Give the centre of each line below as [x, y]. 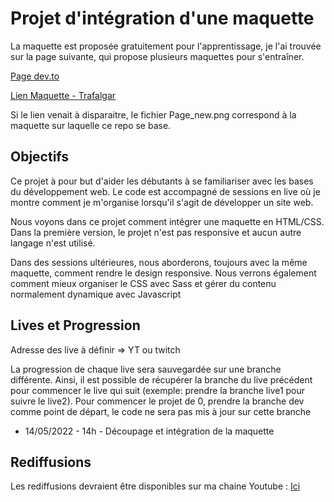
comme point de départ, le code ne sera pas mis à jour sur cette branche [161, 411]
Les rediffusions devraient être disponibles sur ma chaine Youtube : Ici [155, 486]
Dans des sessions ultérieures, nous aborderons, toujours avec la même [159, 262]
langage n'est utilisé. [53, 243]
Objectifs [40, 157]
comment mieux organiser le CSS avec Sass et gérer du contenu [143, 283]
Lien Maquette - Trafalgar [63, 95]
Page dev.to [35, 76]
